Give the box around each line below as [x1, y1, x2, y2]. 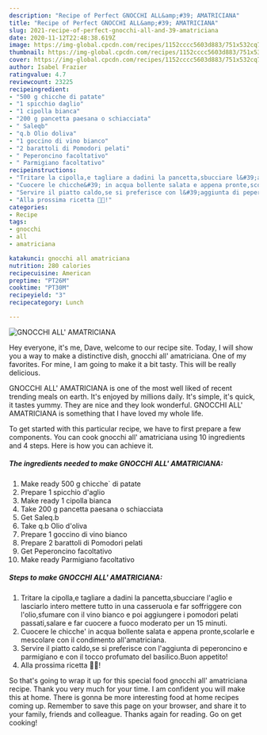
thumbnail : [9, 48, 45, 56]
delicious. [9, 368, 40, 377]
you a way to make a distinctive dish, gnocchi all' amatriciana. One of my [9, 350, 246, 361]
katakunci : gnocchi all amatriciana [9, 255, 130, 262]
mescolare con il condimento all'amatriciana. [20, 635, 167, 645]
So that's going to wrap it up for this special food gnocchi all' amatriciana [9, 676, 248, 685]
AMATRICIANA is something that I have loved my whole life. [9, 408, 204, 418]
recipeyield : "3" [9, 291, 67, 300]
